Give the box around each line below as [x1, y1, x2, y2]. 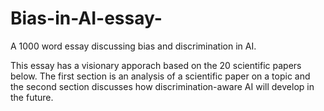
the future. [10, 91, 54, 103]
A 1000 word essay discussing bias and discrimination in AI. [10, 40, 257, 52]
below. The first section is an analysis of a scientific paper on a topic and [10, 70, 311, 82]
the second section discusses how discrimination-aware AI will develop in [10, 80, 315, 92]
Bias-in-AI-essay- [10, 7, 163, 30]
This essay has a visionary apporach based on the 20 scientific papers [10, 59, 302, 71]
